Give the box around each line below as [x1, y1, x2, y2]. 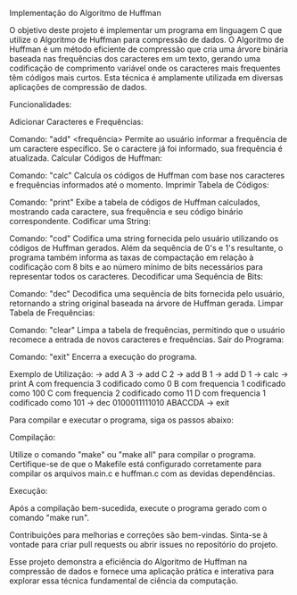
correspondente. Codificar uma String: [9, 216, 152, 226]
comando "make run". [9, 513, 90, 523]
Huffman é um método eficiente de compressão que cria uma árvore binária [9, 44, 288, 54]
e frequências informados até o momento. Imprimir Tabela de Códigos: [9, 180, 269, 190]
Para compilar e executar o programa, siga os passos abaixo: [9, 415, 235, 425]
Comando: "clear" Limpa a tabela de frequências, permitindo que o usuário [9, 325, 285, 335]
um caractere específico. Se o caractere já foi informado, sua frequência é [9, 143, 283, 154]
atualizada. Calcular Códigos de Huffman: [9, 153, 163, 163]
